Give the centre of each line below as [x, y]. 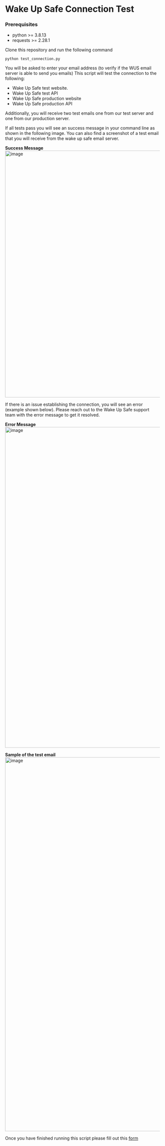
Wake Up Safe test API [35, 93]
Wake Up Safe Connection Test [69, 9]
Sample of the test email [30, 755]
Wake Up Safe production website [47, 98]
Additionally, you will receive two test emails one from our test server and [79, 113]
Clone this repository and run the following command [59, 50]
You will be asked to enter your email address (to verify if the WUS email [78, 68]
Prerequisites [21, 25]
